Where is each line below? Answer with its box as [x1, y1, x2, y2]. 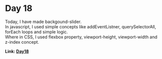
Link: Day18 [5, 48, 29, 54]
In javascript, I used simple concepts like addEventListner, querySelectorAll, [5, 24, 156, 29]
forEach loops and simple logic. [5, 29, 68, 35]
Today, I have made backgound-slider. [5, 19, 81, 24]
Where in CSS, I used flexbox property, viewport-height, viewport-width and [5, 34, 158, 40]
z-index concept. [5, 39, 39, 45]
